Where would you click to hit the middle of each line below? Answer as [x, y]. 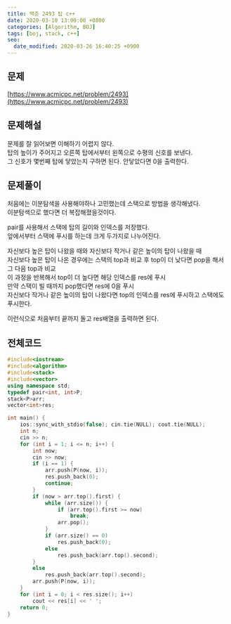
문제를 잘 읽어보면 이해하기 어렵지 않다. [61, 143]
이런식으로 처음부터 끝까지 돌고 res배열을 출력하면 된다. [83, 319]
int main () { [26, 418]
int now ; [45, 450]
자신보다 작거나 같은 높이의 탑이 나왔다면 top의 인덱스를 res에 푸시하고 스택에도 [116, 295]
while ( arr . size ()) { [77, 503]
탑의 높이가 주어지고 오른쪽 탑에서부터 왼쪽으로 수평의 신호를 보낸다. [100, 152]
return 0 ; [34, 607]
